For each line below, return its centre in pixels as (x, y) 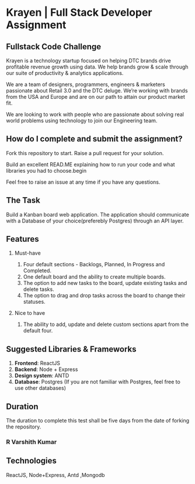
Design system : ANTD (42, 376)
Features (22, 239)
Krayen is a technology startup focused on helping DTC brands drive (88, 61)
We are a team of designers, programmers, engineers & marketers (86, 84)
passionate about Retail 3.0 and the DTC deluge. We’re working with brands (97, 90)
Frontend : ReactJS (37, 363)
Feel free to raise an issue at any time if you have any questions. (83, 182)
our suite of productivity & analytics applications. (65, 73)
